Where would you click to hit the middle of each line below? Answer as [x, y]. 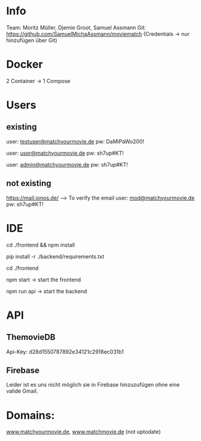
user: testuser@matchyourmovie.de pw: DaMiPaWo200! [75, 141]
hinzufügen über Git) [32, 40]
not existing [29, 183]
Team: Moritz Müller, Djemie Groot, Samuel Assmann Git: [76, 27]
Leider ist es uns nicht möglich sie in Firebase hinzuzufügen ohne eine [93, 385]
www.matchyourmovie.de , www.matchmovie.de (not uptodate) [84, 432]
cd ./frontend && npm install [41, 245]
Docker [25, 65]
